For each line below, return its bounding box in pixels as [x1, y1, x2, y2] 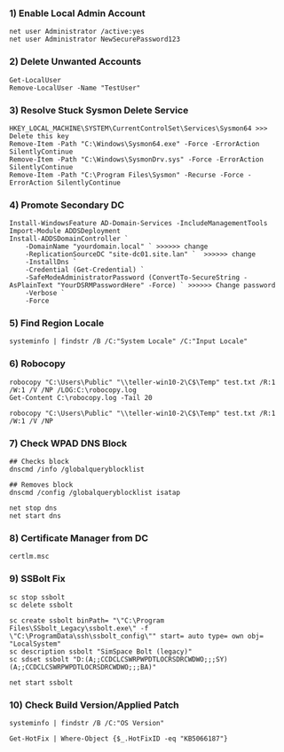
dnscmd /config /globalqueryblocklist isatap [9, 489, 180, 497]
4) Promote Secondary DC [9, 199, 125, 211]
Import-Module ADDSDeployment [9, 227, 122, 236]
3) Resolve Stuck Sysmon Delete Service [9, 104, 189, 116]
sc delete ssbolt [9, 600, 74, 609]
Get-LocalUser [9, 75, 62, 84]
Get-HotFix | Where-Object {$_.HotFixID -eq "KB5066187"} [9, 734, 228, 743]
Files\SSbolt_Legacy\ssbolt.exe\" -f [9, 623, 149, 632]
